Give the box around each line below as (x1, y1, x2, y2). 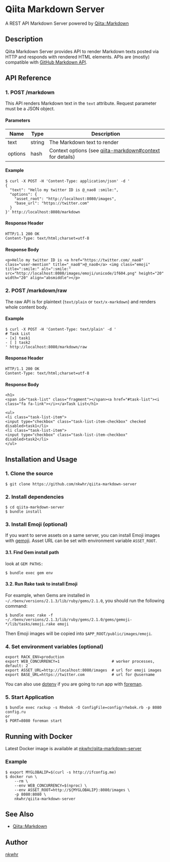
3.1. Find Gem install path (5, 550, 59, 556)
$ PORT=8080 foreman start (5, 718, 62, 723)
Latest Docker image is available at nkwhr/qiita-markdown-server (5, 746, 142, 752)
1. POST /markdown (5, 89, 55, 96)
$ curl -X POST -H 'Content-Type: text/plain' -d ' (5, 327, 116, 332)
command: (5, 603, 28, 609)
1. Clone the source (5, 470, 54, 477)
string (30, 139, 45, 146)
